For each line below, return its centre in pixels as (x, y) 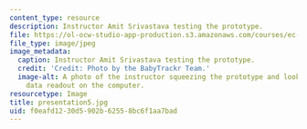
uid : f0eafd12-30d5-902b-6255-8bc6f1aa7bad (94, 111)
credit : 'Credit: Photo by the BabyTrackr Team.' (114, 69)
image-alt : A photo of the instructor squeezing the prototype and (149, 77)
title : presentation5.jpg (58, 102)
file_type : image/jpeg (53, 43)
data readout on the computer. (85, 85)
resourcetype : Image (49, 94)
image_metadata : (40, 52)
